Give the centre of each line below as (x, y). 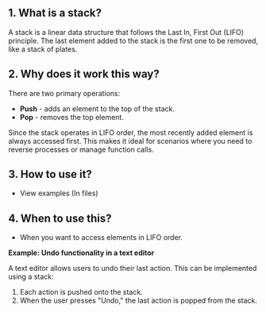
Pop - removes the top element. (72, 117)
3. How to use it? (50, 174)
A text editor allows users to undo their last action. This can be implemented (133, 269)
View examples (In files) (59, 193)
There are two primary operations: (64, 93)
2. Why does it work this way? (84, 74)
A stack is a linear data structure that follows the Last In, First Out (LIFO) (126, 32)
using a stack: (31, 276)
